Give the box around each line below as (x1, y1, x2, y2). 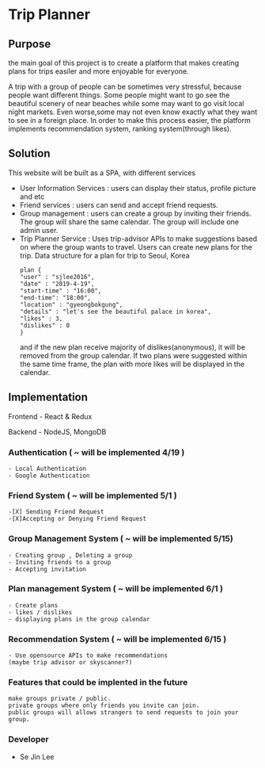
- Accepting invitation (8, 565, 87, 573)
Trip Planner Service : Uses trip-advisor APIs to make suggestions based (19, 234, 257, 243)
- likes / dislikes (8, 608, 73, 616)
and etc (19, 192, 45, 201)
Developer (8, 734, 49, 745)
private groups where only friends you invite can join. (8, 701, 200, 710)
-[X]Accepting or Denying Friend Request (8, 515, 147, 523)
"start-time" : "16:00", (19, 287, 102, 295)
